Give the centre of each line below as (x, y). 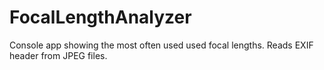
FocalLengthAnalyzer (100, 17)
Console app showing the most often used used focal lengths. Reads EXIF (161, 45)
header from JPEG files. (58, 55)
